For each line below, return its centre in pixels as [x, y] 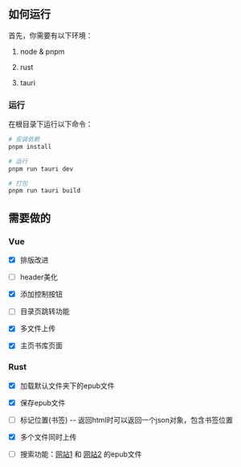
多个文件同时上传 [48, 436]
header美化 [39, 277]
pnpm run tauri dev [41, 169]
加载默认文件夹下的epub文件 [67, 386]
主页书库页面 [41, 345]
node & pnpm [42, 52]
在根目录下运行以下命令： [51, 124]
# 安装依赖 [24, 139]
